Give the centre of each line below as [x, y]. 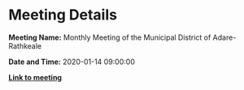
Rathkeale [25, 45]
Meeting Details [63, 15]
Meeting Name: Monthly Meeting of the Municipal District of [110, 37]
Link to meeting [35, 77]
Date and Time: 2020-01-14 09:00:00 [72, 62]
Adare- [224, 37]
